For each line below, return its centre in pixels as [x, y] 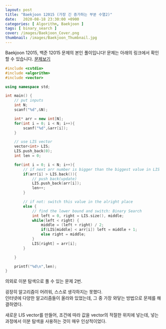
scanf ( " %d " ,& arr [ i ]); [46, 128]
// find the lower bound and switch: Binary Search [87, 211]
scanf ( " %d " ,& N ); [31, 110]
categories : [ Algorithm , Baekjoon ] [44, 24]
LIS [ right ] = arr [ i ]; [54, 243]
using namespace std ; [28, 87]
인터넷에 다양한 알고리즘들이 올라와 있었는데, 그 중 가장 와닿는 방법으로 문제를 [80, 298]
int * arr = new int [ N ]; [39, 119]
